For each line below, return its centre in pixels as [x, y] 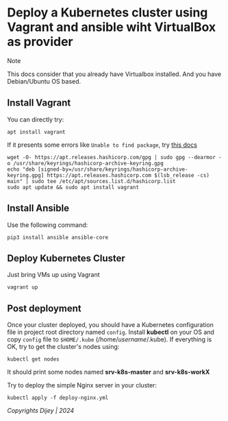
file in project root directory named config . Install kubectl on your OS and [111, 332]
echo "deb [21, 169]
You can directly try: [36, 119]
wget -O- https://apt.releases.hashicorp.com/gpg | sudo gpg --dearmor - [115, 157]
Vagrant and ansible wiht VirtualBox [112, 27]
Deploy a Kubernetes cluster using [107, 13]
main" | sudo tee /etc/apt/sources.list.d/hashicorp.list [91, 181]
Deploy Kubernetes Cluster [66, 258]
